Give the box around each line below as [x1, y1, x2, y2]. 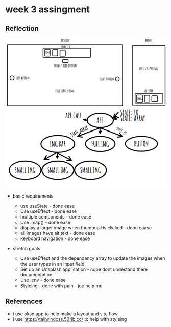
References [5, 297, 43, 306]
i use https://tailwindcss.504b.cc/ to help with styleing [12, 316, 127, 322]
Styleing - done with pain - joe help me [20, 282, 103, 289]
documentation [20, 271, 53, 277]
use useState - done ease [20, 203, 75, 209]
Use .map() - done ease [20, 219, 70, 225]
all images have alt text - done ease [20, 230, 95, 236]
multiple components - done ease [20, 213, 92, 220]
